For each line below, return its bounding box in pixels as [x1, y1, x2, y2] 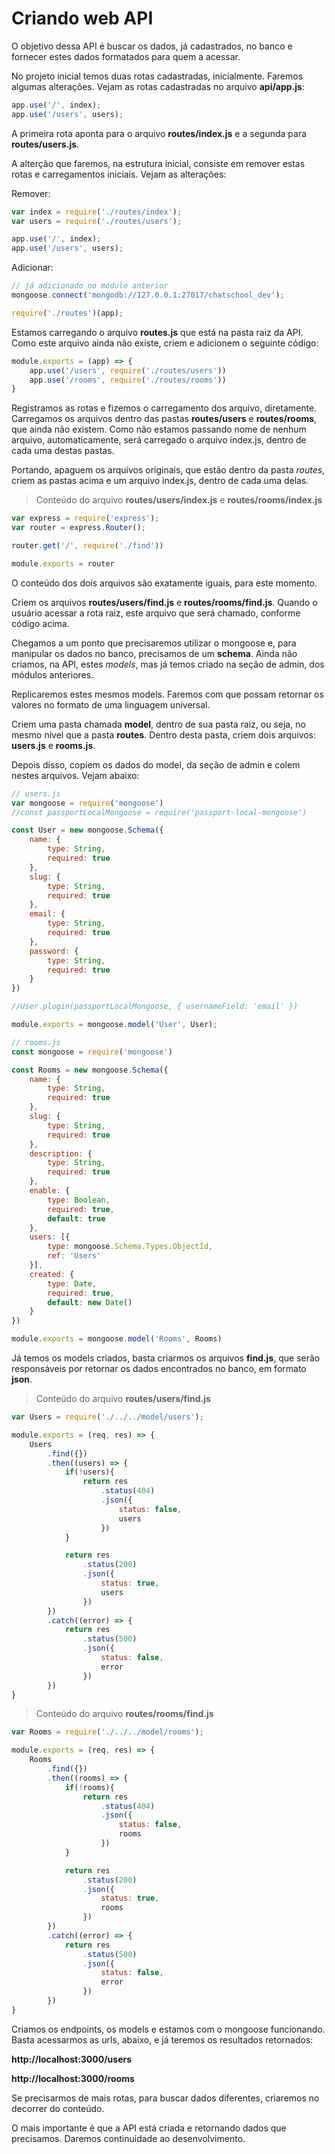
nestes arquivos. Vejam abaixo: [11, 769, 140, 781]
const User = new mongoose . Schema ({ [11, 825, 164, 836]
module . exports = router [11, 558, 115, 569]
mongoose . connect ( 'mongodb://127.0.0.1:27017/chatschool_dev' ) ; [11, 290, 285, 301]
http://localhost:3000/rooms [11, 2072, 135, 2084]
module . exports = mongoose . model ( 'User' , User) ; [11, 1020, 218, 1030]
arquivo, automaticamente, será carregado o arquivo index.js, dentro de [11, 434, 307, 446]
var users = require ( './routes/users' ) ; [11, 216, 183, 226]
